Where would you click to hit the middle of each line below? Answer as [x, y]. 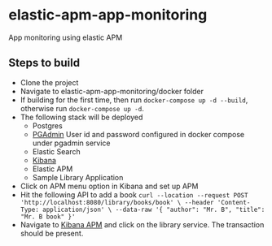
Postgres [47, 125]
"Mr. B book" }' [48, 217]
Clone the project [49, 82]
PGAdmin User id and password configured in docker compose [138, 134]
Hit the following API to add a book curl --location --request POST [134, 194]
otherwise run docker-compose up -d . [82, 108]
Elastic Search [57, 151]
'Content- [234, 202]
